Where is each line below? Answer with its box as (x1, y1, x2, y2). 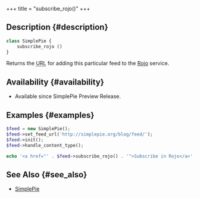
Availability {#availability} (6, 77, 104, 87)
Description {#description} (6, 22, 108, 32)
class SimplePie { (6, 38, 52, 44)
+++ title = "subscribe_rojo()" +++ (6, 5, 90, 12)
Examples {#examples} (6, 110, 95, 120)
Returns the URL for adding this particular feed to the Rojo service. (6, 59, 170, 67)
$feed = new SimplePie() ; (6, 126, 70, 132)
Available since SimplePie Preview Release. (14, 93, 121, 100)
